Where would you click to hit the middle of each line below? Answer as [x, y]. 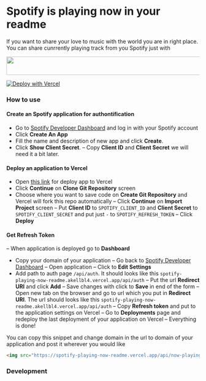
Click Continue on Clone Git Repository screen [75, 188]
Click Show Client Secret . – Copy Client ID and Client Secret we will [102, 147]
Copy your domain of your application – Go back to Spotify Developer [103, 261]
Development [27, 371]
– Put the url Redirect [173, 280]
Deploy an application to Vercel [47, 168]
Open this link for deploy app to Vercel [64, 182]
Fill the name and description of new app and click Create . [89, 141]
